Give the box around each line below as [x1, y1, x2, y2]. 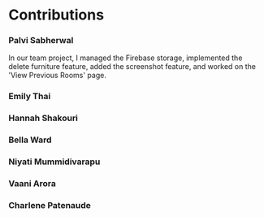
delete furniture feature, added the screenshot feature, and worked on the [8, 62, 256, 72]
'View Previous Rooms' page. [8, 71, 107, 80]
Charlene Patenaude [8, 200, 92, 211]
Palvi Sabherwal [8, 35, 74, 46]
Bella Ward [8, 134, 52, 145]
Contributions [8, 6, 104, 24]
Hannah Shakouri [8, 112, 79, 124]
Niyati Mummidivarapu [8, 156, 101, 167]
